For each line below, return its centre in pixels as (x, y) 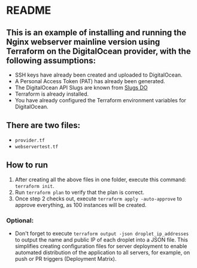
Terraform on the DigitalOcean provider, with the (99, 51)
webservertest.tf (37, 147)
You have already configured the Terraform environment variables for (101, 100)
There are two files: (43, 125)
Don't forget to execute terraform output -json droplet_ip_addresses (102, 233)
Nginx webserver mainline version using (83, 42)
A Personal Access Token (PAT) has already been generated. (90, 81)
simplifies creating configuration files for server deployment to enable (101, 246)
